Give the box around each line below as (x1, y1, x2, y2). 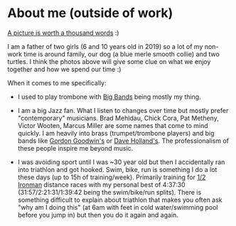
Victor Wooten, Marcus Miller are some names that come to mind (17, 121, 208, 129)
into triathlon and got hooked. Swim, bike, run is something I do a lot (17, 165, 218, 173)
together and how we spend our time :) (7, 65, 122, 73)
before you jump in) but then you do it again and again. (17, 210, 179, 219)
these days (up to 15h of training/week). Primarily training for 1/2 (17, 173, 206, 181)
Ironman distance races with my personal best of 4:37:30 (17, 180, 186, 189)
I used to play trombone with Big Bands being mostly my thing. (17, 92, 201, 101)
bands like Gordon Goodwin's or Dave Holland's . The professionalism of (17, 136, 230, 145)
